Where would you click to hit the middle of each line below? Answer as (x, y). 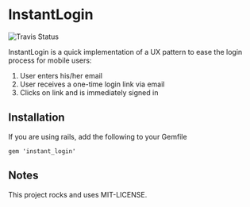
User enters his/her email (61, 75)
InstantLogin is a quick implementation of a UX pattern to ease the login (125, 52)
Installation (37, 118)
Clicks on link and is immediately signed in (89, 92)
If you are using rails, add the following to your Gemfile (98, 136)
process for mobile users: (50, 60)
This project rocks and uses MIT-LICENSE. (78, 194)
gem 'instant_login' (42, 151)
